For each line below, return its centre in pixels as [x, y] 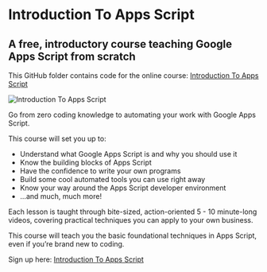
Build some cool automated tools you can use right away [112, 179]
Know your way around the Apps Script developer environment [123, 188]
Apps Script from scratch [72, 56]
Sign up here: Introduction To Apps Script [76, 259]
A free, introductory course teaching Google [120, 44]
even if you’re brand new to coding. [66, 244]
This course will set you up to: [57, 138]
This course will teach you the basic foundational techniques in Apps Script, [132, 235]
